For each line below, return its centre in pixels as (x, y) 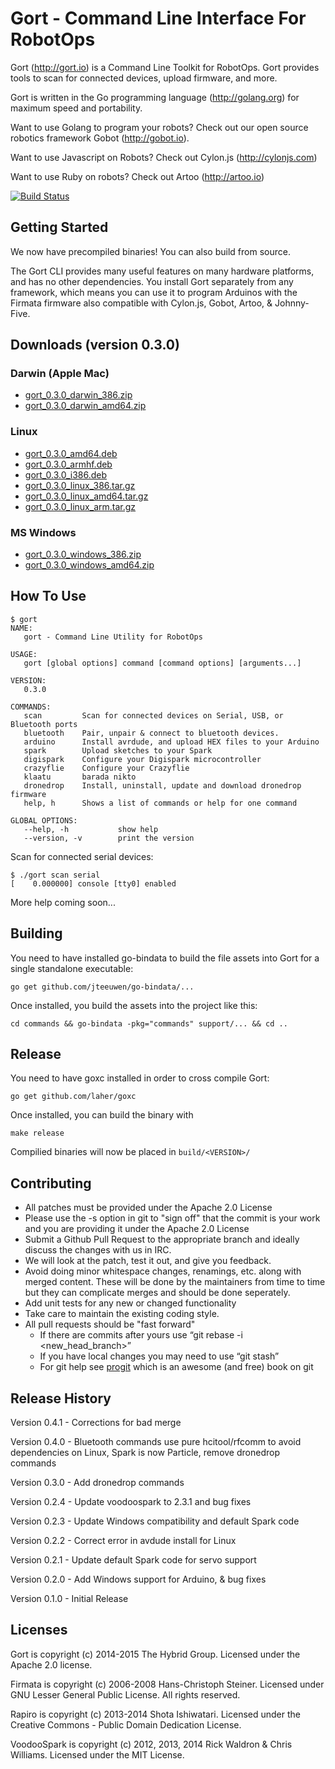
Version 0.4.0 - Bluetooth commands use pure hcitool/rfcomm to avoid (156, 1442)
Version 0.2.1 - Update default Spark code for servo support (133, 1560)
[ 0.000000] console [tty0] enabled (93, 883)
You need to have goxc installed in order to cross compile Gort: (140, 1078)
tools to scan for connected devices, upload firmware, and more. (144, 78)
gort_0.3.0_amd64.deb (71, 453)
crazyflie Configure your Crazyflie (106, 768)
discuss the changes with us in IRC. (98, 1250)
